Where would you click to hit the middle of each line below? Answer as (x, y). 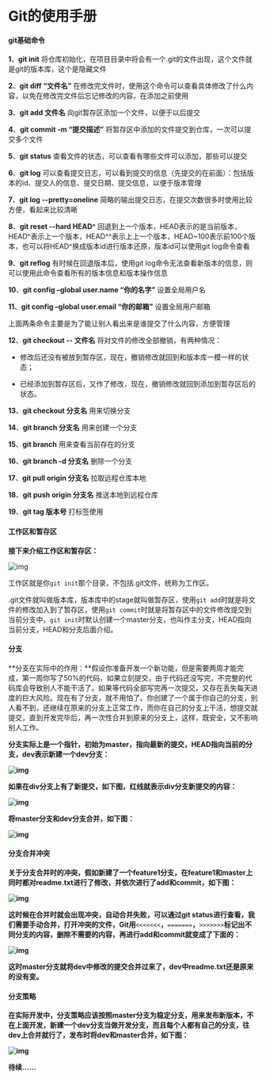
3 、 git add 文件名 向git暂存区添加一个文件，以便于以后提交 (104, 112)
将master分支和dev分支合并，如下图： (72, 818)
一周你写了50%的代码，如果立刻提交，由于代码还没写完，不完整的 (137, 677)
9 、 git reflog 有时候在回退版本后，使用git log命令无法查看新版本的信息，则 (131, 263)
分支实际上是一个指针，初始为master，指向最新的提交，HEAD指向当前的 (127, 744)
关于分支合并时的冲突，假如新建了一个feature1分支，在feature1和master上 (131, 873)
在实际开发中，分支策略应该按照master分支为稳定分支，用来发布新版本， (127, 1016)
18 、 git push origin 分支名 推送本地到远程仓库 (83, 495)
